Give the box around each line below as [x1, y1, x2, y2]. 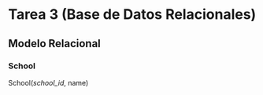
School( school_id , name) [8, 78, 89, 87]
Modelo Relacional [8, 37, 101, 50]
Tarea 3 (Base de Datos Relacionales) [8, 5, 257, 24]
